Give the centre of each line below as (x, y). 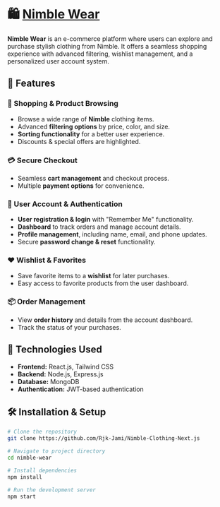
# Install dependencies (42, 470)
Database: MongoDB (48, 381)
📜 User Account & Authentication (65, 204)
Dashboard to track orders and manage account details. (99, 227)
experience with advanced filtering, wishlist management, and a (100, 54)
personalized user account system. (58, 61)
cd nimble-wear (30, 458)
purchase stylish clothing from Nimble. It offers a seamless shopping (107, 46)
